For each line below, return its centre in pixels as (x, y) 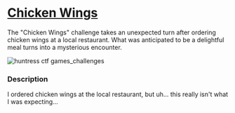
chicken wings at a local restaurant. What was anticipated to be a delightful (116, 39)
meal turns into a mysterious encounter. (65, 47)
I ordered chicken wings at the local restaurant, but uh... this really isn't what (118, 94)
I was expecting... (33, 102)
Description (28, 79)
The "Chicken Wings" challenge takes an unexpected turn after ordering (112, 32)
